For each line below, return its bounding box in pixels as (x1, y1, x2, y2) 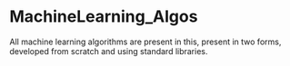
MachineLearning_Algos (9, 6, 198, 27)
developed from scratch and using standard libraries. (9, 45, 208, 56)
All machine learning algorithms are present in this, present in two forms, (9, 36, 282, 47)
